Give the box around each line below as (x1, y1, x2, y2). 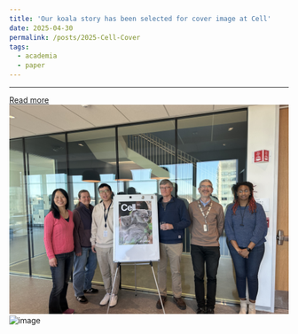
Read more (9, 95, 50, 105)
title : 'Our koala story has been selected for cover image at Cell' (9, 14, 272, 23)
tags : (9, 43, 29, 51)
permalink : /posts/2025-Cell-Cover (9, 33, 141, 42)
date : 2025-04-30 (9, 23, 74, 33)
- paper (17, 61, 46, 70)
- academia (17, 51, 58, 61)
